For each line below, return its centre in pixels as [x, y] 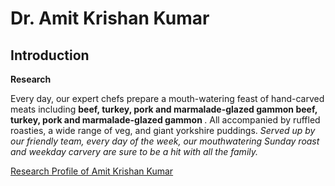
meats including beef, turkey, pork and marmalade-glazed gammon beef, [164, 109]
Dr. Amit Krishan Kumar [110, 18]
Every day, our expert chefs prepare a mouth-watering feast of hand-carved [167, 98]
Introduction [50, 55]
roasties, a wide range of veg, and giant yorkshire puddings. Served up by [163, 130]
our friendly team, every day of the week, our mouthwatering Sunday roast [165, 141]
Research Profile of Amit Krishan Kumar [92, 171]
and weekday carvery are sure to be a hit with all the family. [134, 151]
